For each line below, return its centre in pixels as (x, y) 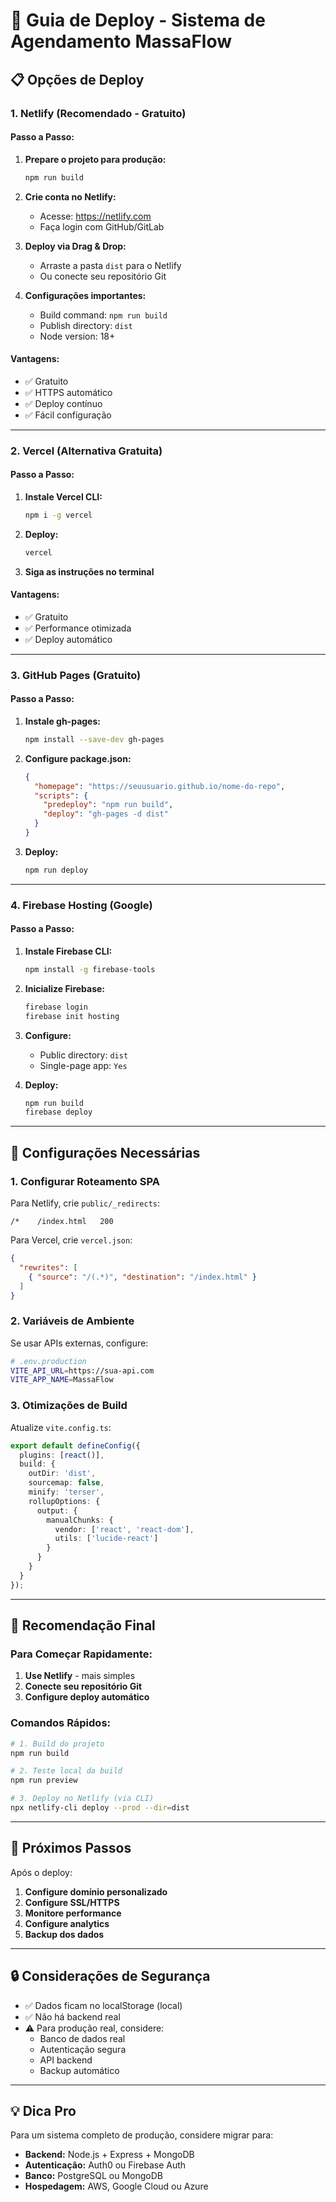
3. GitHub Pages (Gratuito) (76, 675)
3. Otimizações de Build (69, 1406)
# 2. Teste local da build (66, 1771)
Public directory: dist (84, 1055)
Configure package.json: (78, 758)
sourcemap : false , (66, 1483)
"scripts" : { (61, 795)
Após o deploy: (41, 1872)
